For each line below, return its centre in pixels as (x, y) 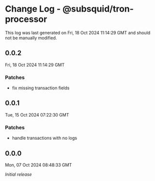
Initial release (18, 174)
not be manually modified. (31, 38)
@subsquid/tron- (98, 9)
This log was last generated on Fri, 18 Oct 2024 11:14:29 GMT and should (78, 33)
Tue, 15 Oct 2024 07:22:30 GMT (37, 115)
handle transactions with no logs (45, 138)
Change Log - (33, 9)
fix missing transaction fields (41, 88)
